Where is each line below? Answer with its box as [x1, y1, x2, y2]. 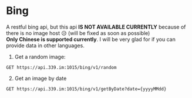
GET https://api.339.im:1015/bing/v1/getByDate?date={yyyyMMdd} [6, 86, 167, 92]
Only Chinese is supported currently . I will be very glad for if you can [6, 36, 176, 43]
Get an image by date [14, 75, 67, 82]
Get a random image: [14, 53, 66, 60]
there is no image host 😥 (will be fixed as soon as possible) [6, 29, 150, 36]
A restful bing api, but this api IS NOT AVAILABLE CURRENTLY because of [6, 23, 186, 30]
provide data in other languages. [6, 42, 85, 49]
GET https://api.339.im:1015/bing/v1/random [6, 64, 117, 71]
